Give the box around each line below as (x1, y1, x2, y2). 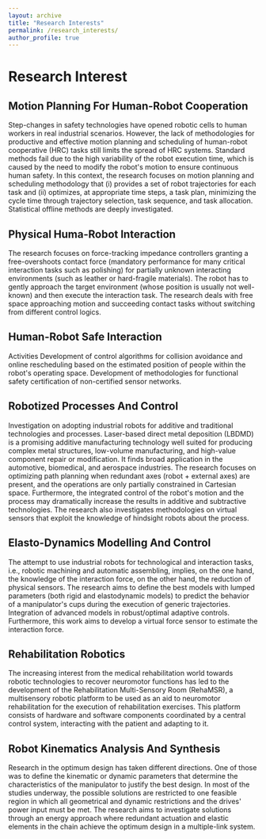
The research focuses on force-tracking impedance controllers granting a (8, 249, 249, 258)
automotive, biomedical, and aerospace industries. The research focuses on (8, 463, 256, 472)
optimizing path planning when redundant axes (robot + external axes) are (8, 471, 251, 480)
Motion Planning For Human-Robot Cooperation (8, 99, 249, 113)
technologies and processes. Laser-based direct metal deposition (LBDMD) (8, 429, 255, 438)
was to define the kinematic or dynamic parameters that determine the (8, 772, 238, 781)
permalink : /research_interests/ (8, 26, 119, 34)
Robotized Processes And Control (8, 399, 179, 413)
